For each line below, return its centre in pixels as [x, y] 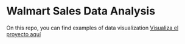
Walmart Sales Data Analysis [81, 11]
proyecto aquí [24, 34]
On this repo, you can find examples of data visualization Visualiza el [92, 28]
